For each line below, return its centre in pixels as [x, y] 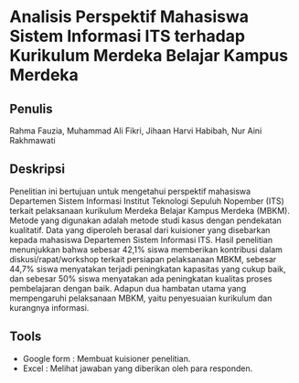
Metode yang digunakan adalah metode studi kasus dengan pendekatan [145, 220]
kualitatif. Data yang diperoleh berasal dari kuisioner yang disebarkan [140, 229]
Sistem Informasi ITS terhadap [127, 36]
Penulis [31, 108]
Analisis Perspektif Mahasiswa [129, 17]
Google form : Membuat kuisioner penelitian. [107, 358]
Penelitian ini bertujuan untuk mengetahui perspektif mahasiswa [130, 191]
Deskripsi [37, 170]
